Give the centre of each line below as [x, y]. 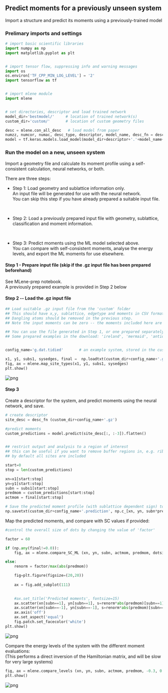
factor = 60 [17, 539]
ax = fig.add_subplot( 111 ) [42, 585]
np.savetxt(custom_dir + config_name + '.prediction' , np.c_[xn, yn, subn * [81, 511]
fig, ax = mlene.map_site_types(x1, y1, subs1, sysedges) [67, 364]
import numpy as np [25, 48]
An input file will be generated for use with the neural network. [77, 193]
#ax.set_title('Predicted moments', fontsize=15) [67, 598]
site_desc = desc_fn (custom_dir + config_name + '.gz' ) [61, 420]
